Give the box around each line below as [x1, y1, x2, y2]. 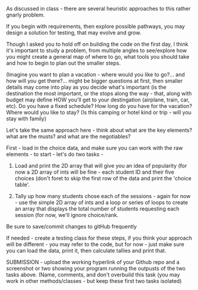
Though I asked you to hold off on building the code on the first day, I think [6, 41, 189, 47]
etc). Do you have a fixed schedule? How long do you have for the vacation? [6, 103, 193, 109]
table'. [14, 181, 30, 188]
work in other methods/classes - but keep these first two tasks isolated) [6, 278, 182, 284]
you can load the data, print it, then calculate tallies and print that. [6, 247, 167, 254]
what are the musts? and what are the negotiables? [6, 133, 131, 140]
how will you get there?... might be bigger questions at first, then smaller [6, 77, 183, 84]
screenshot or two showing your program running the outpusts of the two [6, 265, 186, 272]
